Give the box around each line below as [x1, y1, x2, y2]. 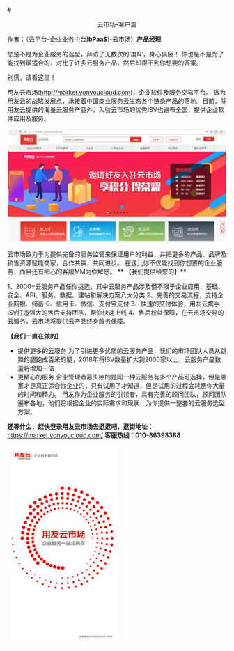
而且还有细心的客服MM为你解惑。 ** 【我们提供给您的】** [19, 267, 187, 276]
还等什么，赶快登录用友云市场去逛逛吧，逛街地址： [7, 422, 154, 430]
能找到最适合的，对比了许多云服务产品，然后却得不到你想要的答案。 [7, 58, 203, 67]
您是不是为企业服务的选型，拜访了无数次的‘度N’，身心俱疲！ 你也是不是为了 [7, 50, 224, 58]
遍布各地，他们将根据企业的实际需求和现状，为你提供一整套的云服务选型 [17, 398, 225, 407]
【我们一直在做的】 [7, 331, 63, 340]
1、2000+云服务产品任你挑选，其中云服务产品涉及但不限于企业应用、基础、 [7, 282, 224, 290]
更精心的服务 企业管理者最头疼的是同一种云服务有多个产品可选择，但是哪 [17, 372, 227, 381]
